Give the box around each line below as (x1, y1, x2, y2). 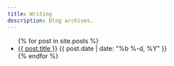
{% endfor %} (17, 51, 59, 60)
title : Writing (7, 10, 53, 18)
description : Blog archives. (7, 17, 94, 24)
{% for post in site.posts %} (17, 36, 99, 45)
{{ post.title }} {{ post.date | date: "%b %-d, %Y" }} (17, 44, 168, 53)
